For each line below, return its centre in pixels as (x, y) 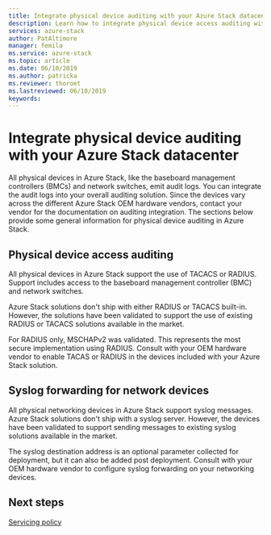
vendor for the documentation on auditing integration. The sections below (131, 212)
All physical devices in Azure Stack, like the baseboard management (122, 178)
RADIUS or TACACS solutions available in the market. (96, 324)
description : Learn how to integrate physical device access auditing (129, 23)
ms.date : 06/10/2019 (43, 69)
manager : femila (35, 46)
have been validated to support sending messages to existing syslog (122, 427)
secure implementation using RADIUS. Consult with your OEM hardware (128, 348)
